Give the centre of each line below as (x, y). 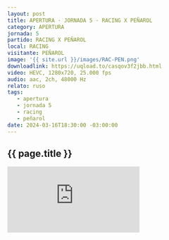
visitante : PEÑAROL (36, 53)
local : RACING (28, 46)
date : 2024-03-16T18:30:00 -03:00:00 (63, 125)
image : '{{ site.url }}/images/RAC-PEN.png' (74, 60)
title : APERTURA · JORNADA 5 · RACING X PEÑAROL (80, 20)
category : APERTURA (36, 27)
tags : (15, 92)
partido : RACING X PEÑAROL (47, 40)
